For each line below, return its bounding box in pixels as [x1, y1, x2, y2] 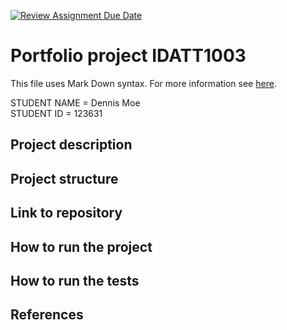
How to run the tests [10, 272, 140, 289]
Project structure [10, 170, 119, 187]
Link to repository [10, 205, 123, 222]
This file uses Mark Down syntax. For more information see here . [10, 77, 277, 89]
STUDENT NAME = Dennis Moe [10, 96, 141, 109]
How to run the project [10, 238, 153, 255]
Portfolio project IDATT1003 [10, 45, 247, 67]
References [10, 306, 84, 324]
